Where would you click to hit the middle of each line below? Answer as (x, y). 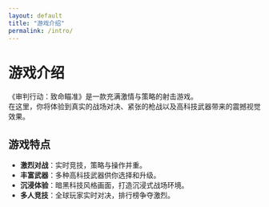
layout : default (35, 16)
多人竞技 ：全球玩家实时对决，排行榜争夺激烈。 (97, 195)
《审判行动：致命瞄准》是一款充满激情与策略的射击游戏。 (103, 96)
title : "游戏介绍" (37, 23)
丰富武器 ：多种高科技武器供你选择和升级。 (90, 175)
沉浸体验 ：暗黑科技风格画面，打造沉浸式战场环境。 (104, 185)
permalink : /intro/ (41, 30)
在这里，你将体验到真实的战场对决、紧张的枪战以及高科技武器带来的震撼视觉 (134, 107)
